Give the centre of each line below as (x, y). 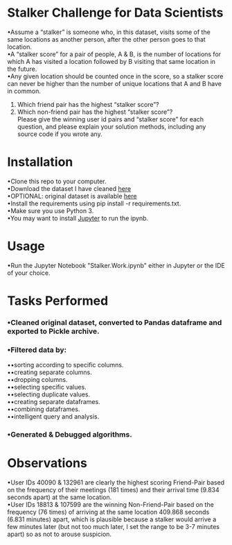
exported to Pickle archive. (53, 331)
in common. (24, 91)
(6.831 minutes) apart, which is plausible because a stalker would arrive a (112, 519)
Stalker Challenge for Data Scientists (115, 13)
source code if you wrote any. (60, 134)
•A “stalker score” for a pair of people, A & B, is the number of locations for (114, 54)
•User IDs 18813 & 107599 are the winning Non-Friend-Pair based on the (111, 505)
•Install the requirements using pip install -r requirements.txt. (94, 203)
